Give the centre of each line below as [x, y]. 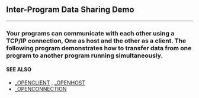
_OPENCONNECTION [41, 89]
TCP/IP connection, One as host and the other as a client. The [96, 41]
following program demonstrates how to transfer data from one [99, 48]
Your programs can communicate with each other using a [90, 33]
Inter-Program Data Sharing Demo [70, 10]
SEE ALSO [19, 70]
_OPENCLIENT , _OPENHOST [50, 83]
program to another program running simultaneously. [84, 55]
